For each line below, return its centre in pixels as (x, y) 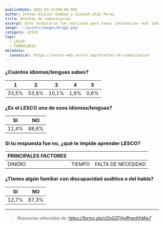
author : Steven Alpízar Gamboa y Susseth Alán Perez (60, 14)
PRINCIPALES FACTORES (37, 156)
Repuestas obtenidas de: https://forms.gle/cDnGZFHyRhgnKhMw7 (84, 218)
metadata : (15, 50)
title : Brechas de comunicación (38, 19)
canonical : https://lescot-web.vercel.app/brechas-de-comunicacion (80, 55)
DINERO (17, 164)
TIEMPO (81, 164)
